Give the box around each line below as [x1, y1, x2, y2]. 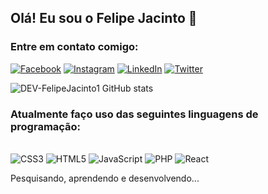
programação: [10, 119, 82, 133]
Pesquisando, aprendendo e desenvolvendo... [10, 172, 200, 184]
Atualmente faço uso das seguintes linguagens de [10, 107, 259, 121]
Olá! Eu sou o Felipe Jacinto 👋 [10, 10, 198, 27]
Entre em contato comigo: [10, 40, 139, 54]
